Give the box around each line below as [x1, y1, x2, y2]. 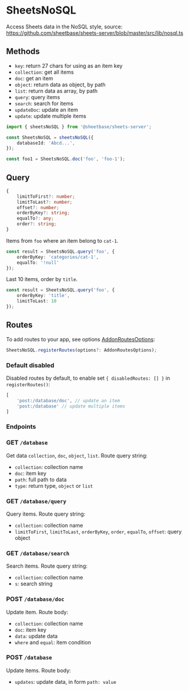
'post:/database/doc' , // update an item [17, 397, 120, 403]
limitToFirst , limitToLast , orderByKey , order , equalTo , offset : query [14, 528, 182, 535]
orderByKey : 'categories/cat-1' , [17, 254, 99, 260]
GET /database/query [6, 497, 67, 505]
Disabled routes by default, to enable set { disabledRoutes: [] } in [6, 374, 170, 382]
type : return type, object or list [14, 482, 93, 489]
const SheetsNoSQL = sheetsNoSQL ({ [6, 134, 94, 141]
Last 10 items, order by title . [6, 276, 78, 283]
